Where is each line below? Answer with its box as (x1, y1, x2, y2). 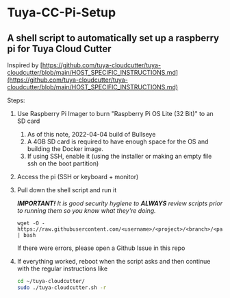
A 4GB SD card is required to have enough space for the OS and (27, 137, 209, 146)
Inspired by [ (7, 61, 43, 69)
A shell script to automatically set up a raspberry (7, 32, 220, 44)
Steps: (7, 96, 25, 104)
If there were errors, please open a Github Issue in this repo (16, 244, 186, 252)
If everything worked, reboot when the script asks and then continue (16, 257, 211, 265)
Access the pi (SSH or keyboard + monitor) (16, 173, 139, 181)
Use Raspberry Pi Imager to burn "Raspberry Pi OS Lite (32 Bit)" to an (16, 110, 214, 117)
